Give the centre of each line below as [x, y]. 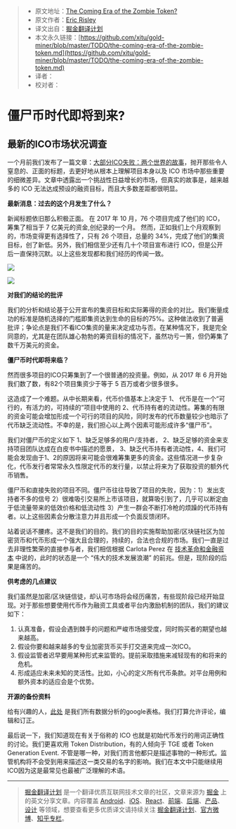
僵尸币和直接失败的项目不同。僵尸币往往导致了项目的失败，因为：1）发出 [113, 490]
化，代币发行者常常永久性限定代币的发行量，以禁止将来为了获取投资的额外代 [118, 466]
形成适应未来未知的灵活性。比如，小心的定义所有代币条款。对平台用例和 [122, 673]
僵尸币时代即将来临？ [38, 360]
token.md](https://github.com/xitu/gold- [93, 53]
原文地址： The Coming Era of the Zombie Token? [106, 11]
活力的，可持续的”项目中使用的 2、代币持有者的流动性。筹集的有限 [128, 407]
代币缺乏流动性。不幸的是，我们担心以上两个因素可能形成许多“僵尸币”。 [112, 425]
